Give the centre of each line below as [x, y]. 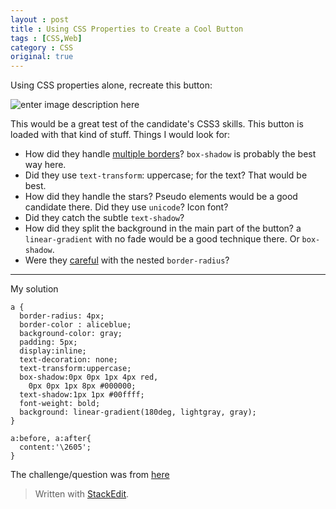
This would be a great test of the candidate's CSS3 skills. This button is [157, 124]
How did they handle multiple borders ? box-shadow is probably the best [170, 154]
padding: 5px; [48, 342]
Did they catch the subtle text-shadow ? [104, 218]
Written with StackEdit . [82, 494]
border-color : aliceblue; [75, 325]
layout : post [40, 19]
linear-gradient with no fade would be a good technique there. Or [162, 239]
